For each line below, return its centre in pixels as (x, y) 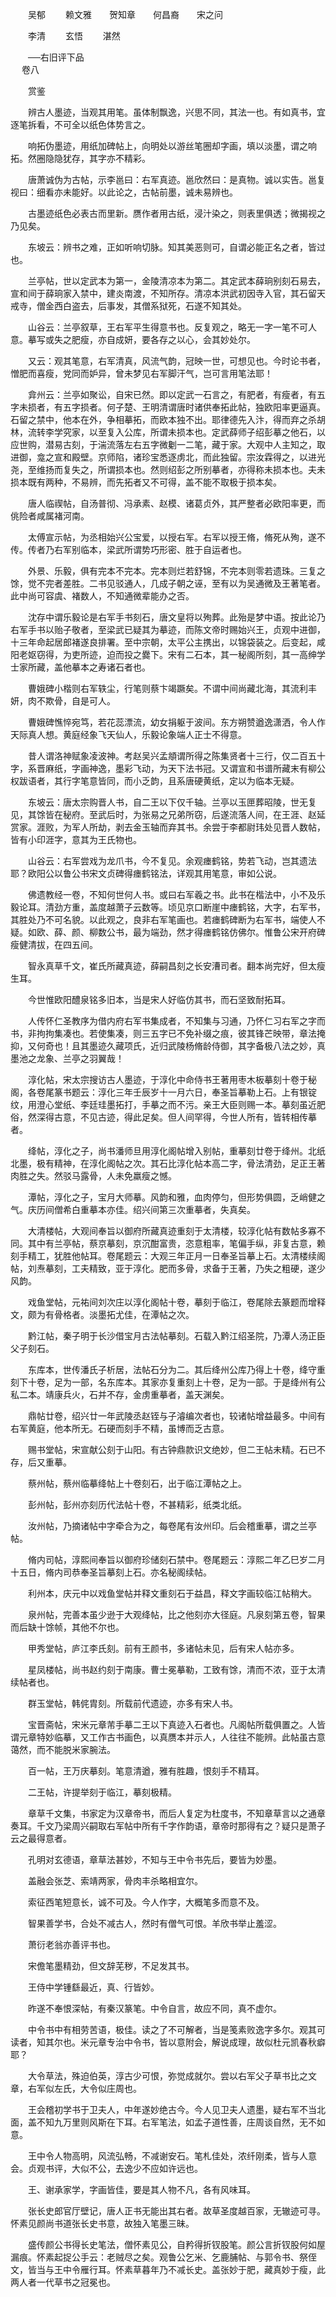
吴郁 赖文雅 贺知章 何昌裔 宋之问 (125, 14)
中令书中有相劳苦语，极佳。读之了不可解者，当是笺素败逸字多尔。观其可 (176, 2029)
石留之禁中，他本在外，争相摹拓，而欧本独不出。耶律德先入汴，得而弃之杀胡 (168, 419)
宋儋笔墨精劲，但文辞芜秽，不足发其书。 (111, 1966)
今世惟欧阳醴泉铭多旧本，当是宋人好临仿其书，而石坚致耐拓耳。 (159, 999)
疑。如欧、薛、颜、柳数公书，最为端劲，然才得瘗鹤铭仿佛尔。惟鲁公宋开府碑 (168, 932)
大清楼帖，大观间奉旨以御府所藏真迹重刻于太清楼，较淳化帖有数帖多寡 (172, 1231)
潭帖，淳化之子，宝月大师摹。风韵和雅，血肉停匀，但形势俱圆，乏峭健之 (176, 1197)
